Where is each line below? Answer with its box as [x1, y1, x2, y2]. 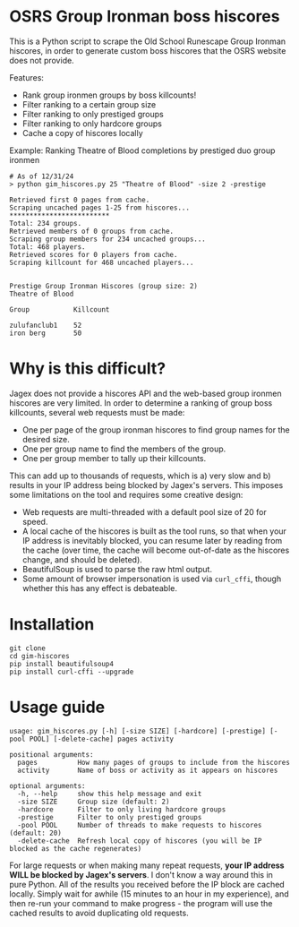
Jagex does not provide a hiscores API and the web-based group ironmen [9, 388, 282, 399]
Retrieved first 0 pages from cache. [9, 195, 150, 204]
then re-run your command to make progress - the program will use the [9, 897, 273, 908]
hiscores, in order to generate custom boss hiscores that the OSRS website [9, 45, 286, 56]
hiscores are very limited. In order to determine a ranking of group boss [9, 397, 273, 408]
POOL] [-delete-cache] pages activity [29, 734, 175, 743]
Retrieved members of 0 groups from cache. [9, 227, 175, 236]
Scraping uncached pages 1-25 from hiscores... [9, 203, 191, 212]
